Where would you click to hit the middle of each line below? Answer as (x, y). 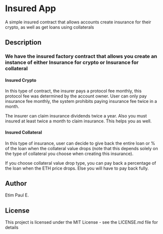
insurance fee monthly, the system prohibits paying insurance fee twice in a (81, 101)
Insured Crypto (21, 80)
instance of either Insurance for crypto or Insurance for (72, 62)
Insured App (31, 9)
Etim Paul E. (17, 195)
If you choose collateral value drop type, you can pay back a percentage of (81, 163)
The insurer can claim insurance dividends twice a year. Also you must (76, 116)
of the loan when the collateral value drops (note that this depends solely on (81, 148)
